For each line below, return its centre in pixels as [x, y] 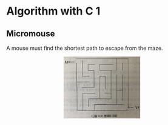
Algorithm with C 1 [53, 11]
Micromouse [31, 34]
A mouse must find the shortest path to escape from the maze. [85, 48]
